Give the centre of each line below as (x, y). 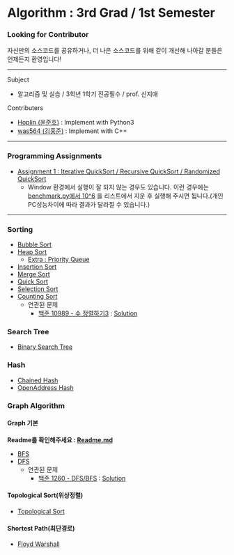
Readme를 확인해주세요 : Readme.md (60, 439)
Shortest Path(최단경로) (41, 528)
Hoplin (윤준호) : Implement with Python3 (76, 123)
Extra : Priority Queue (58, 260)
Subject (18, 80)
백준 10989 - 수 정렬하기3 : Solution (88, 313)
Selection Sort (38, 289)
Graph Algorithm (36, 405)
